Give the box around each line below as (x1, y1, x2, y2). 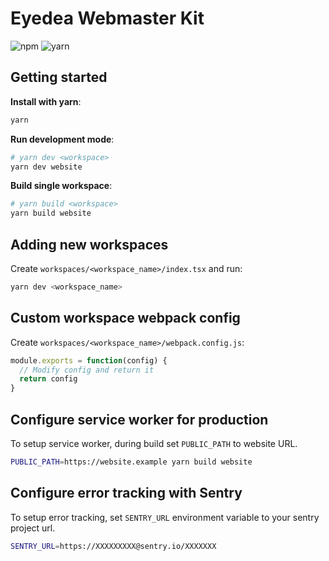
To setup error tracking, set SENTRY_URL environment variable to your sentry (10, 511, 320, 523)
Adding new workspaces (10, 236, 169, 253)
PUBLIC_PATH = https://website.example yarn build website (10, 457, 253, 467)
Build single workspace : (10, 180, 113, 192)
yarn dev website (10, 162, 83, 172)
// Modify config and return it (19, 365, 155, 375)
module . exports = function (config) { (10, 355, 168, 366)
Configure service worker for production (10, 411, 269, 428)
